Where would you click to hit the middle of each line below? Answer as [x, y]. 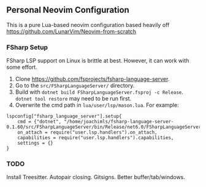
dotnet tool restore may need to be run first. [73, 99]
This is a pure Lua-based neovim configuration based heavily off [88, 25]
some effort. [22, 67]
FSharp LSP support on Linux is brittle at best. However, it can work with [98, 61]
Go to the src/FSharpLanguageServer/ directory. [75, 86]
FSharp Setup [27, 47]
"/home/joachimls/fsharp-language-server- [119, 122]
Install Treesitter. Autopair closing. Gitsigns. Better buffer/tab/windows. [96, 177]
